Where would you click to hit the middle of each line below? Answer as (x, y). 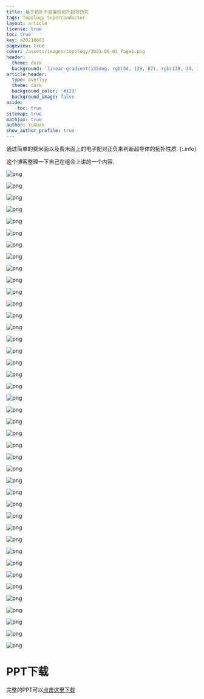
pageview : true (25, 46)
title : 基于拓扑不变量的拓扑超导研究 (48, 12)
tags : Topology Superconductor (46, 18)
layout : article (27, 23)
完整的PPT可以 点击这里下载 (41, 690)
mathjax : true (24, 119)
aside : (15, 102)
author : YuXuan (25, 125)
